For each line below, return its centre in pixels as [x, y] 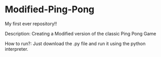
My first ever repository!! [31, 24]
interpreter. [17, 49]
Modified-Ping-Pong [50, 9]
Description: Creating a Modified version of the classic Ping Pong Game [81, 33]
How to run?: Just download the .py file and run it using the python [75, 43]
